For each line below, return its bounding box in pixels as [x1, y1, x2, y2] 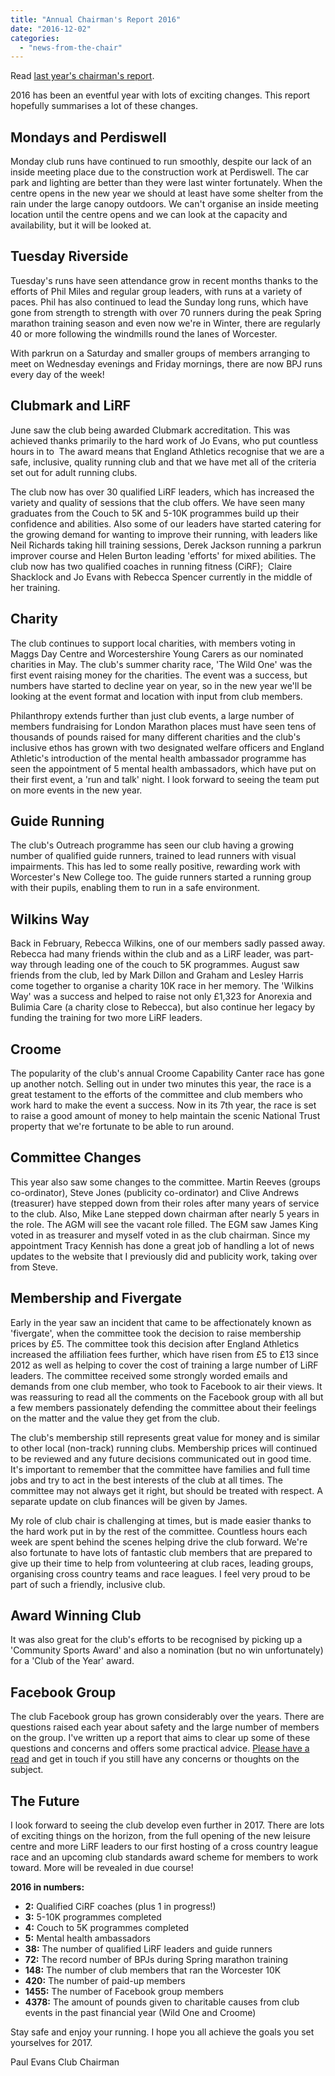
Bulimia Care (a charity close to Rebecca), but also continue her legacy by [10, 1001, 316, 1013]
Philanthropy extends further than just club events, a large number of [10, 709, 295, 721]
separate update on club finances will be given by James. [10, 1495, 248, 1507]
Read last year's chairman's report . [10, 70, 155, 82]
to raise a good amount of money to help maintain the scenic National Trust [10, 1109, 321, 1121]
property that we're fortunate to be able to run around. [10, 1120, 235, 1132]
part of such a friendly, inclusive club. [10, 1578, 166, 1590]
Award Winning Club [10, 1607, 142, 1624]
